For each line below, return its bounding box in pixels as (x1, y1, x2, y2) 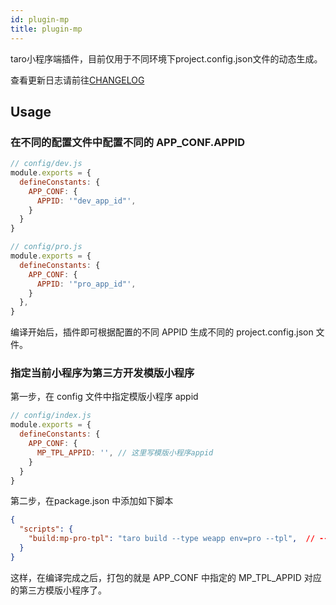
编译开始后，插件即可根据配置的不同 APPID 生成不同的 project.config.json (10, 326, 314, 338)
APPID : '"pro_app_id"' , (36, 279, 137, 289)
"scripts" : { (19, 524, 74, 535)
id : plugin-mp (10, 14, 70, 25)
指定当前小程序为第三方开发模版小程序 (10, 366, 195, 380)
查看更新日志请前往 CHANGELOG (10, 74, 145, 86)
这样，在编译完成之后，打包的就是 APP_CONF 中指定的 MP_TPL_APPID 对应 (10, 571, 322, 583)
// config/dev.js (10, 159, 83, 169)
